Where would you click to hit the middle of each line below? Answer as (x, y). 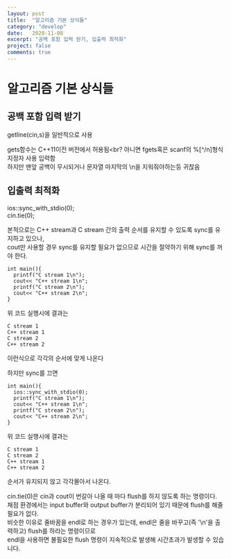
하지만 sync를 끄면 (33, 373)
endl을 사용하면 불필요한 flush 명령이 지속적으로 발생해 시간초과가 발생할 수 (109, 540)
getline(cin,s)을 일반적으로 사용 (50, 134)
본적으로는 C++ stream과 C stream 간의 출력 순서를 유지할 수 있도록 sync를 (110, 229)
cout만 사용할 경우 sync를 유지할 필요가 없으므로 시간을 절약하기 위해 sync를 (111, 247)
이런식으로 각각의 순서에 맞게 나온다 (55, 358)
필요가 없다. (23, 513)
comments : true (29, 53)
